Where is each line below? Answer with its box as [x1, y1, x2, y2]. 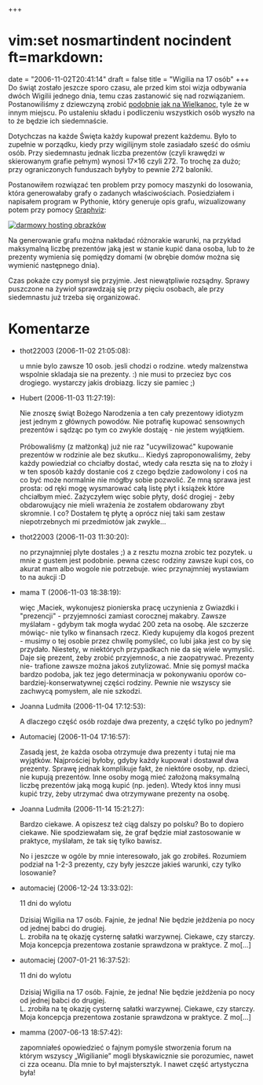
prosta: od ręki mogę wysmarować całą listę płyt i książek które [19, 483, 225, 493]
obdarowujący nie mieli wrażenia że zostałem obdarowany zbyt [19, 500, 225, 509]
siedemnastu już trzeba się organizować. [8, 292, 141, 302]
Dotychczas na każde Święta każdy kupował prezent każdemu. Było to [8, 131, 237, 141]
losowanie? [19, 867, 57, 877]
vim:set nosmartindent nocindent [8, 32, 232, 49]
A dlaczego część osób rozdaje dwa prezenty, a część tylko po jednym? [19, 717, 254, 726]
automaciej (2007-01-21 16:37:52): [19, 955, 131, 965]
